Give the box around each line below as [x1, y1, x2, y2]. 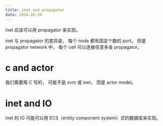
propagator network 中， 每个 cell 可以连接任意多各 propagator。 [5, 44, 142, 50]
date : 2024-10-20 [5, 12, 42, 17]
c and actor [5, 62, 55, 74]
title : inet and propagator [5, 7, 65, 13]
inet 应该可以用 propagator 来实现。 [5, 26, 80, 33]
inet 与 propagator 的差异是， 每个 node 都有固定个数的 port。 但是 [5, 38, 146, 44]
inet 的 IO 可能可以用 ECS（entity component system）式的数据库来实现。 [5, 115, 161, 121]
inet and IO [5, 98, 52, 109]
